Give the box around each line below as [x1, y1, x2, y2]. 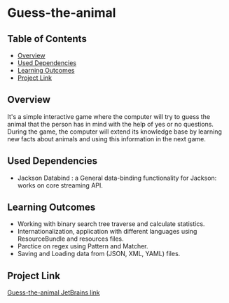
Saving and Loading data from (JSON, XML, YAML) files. [17, 250, 181, 258]
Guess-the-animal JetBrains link [7, 288, 100, 297]
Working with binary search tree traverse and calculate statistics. [17, 220, 205, 228]
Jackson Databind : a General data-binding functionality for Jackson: [17, 174, 217, 182]
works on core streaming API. [17, 181, 104, 190]
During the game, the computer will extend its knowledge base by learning [7, 127, 223, 136]
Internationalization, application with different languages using [17, 227, 197, 236]
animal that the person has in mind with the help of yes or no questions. [7, 120, 214, 128]
